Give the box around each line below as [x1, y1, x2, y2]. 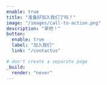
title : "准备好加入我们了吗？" [6, 14, 76, 20]
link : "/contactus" [11, 48, 61, 54]
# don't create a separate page [6, 58, 88, 65]
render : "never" [11, 69, 53, 75]
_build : [6, 64, 26, 70]
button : [6, 31, 26, 37]
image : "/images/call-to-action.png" [6, 20, 102, 26]
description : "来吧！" [6, 25, 61, 32]
